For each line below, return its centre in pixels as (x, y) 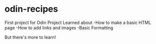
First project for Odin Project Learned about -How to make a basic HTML (78, 22)
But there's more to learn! (30, 37)
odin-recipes (31, 9)
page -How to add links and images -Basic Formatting (59, 27)
